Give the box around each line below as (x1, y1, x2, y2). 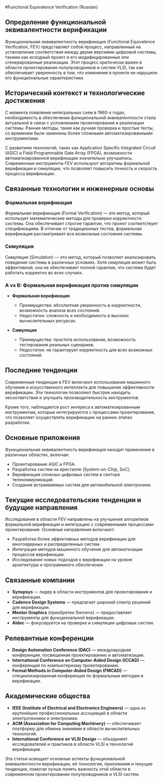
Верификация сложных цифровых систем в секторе (12, 471, 120, 477)
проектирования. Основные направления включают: (5, 527, 115, 533)
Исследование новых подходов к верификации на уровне (12, 557, 132, 563)
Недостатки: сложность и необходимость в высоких (19, 312, 130, 318)
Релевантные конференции (5, 634, 94, 642)
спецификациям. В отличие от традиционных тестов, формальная (5, 226, 142, 231)
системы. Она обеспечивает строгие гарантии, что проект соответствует (5, 221, 158, 227)
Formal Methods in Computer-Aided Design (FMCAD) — (12, 667, 128, 673)
